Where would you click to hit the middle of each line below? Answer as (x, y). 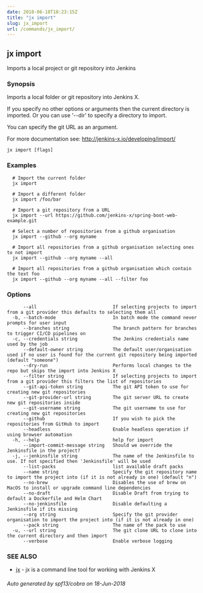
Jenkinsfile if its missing (42, 509)
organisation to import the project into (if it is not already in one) (101, 520)
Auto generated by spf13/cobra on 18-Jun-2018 (66, 583)
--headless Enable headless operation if (106, 429)
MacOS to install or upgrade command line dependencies (79, 488)
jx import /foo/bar (37, 199)
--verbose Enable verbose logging (98, 541)
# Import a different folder (49, 194)
